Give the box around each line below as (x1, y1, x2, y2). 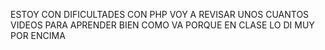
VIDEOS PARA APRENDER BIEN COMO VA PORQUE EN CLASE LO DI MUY (10, 19, 315, 31)
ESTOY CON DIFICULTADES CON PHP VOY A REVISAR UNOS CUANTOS (10, 9, 310, 20)
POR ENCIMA (10, 30, 66, 41)
